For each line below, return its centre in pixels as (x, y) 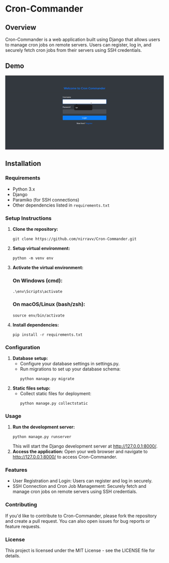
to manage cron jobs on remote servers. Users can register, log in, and (78, 45)
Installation (23, 164)
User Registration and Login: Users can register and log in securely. (82, 481)
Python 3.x (24, 189)
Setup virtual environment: (41, 248)
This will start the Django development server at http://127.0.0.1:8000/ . (85, 446)
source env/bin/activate (38, 316)
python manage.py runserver (42, 437)
